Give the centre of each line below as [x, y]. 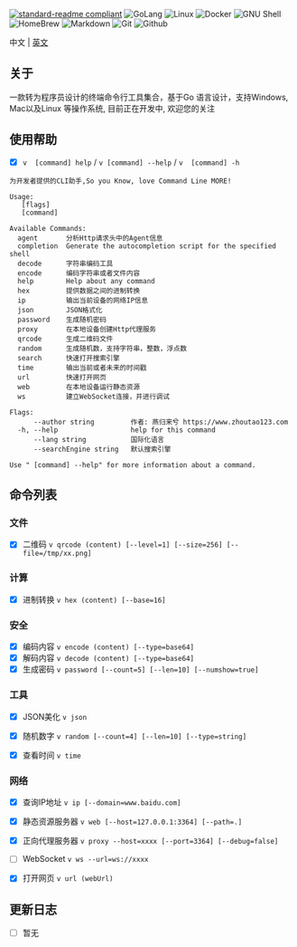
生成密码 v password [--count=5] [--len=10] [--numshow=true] [140, 669]
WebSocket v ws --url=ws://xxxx [85, 859]
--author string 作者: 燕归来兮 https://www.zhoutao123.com [161, 422]
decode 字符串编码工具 [65, 263]
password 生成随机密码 [62, 320]
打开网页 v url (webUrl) [68, 878]
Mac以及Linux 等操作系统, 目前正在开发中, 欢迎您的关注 [112, 108]
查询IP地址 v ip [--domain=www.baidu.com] [102, 802]
